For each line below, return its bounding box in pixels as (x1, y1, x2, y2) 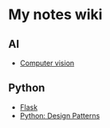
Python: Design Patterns (19, 111, 100, 120)
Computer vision (19, 58, 75, 68)
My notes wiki (8, 6, 103, 24)
